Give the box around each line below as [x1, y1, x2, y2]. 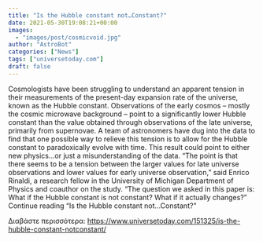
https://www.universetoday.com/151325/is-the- [87, 216, 241, 225]
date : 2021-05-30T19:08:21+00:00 [8, 19, 118, 27]
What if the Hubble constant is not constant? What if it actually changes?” [8, 192, 247, 202]
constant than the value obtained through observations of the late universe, [8, 117, 254, 126]
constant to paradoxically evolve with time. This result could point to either [8, 142, 250, 152]
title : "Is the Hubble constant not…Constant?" [8, 11, 168, 20]
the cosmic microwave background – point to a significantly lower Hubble [8, 109, 246, 119]
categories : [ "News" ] [8, 48, 80, 56]
